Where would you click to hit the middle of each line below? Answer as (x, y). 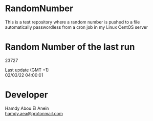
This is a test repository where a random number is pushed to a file (73, 22)
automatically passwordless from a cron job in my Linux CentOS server (76, 27)
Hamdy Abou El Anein (27, 108)
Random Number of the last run (70, 47)
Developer (26, 95)
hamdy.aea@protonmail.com (34, 113)
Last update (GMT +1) (27, 70)
